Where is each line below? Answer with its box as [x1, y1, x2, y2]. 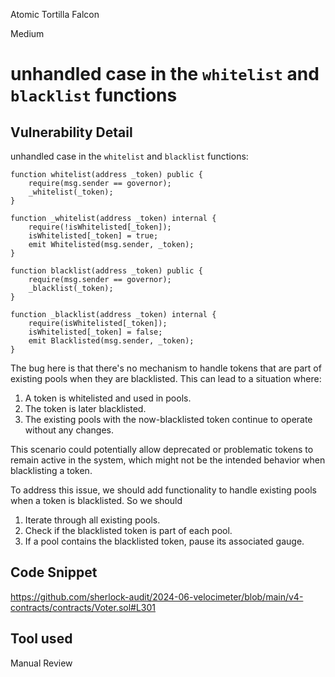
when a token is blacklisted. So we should [10, 495, 183, 506]
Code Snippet [10, 564, 98, 581]
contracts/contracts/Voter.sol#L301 [10, 601, 157, 613]
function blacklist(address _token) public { [10, 266, 203, 276]
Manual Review [10, 657, 73, 669]
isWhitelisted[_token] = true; [28, 231, 159, 241]
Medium [10, 28, 45, 39]
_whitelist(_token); [28, 187, 114, 197]
